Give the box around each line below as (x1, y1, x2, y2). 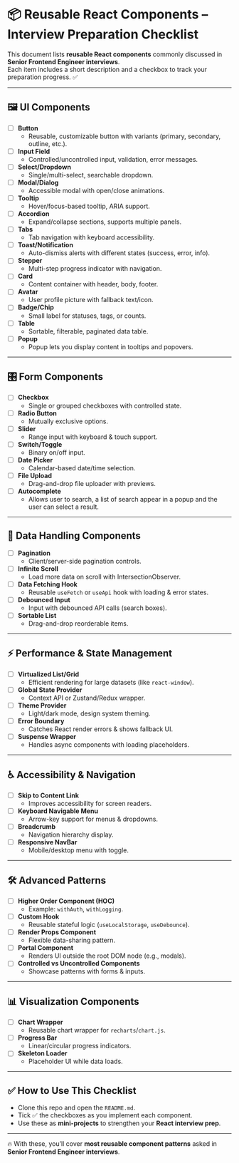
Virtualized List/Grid (17, 670, 80, 678)
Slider (17, 424, 36, 433)
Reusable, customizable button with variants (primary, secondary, (28, 132, 221, 140)
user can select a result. (28, 502, 100, 511)
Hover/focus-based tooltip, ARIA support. (28, 202, 151, 211)
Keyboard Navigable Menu (17, 807, 98, 815)
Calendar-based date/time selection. (28, 463, 136, 472)
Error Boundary (17, 717, 65, 725)
